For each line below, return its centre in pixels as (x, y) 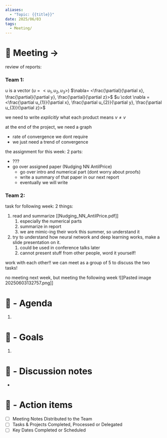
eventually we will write (44, 183)
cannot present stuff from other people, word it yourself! (78, 253)
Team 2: (15, 196)
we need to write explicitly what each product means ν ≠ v (66, 117)
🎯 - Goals (24, 337)
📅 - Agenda (29, 303)
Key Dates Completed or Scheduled (49, 430)
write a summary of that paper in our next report (70, 177)
